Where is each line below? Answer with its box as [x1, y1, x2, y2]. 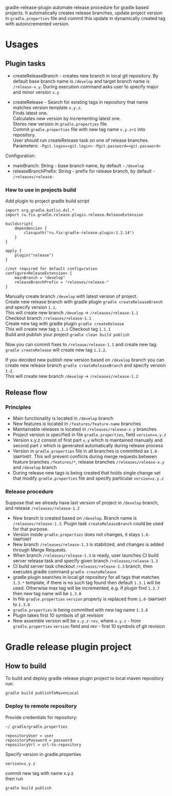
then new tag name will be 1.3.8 [12, 591, 82, 597]
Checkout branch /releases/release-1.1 [5, 315, 91, 321]
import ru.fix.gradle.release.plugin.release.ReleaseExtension [5, 213, 144, 218]
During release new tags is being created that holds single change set [12, 469, 161, 476]
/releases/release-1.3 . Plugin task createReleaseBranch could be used [12, 521, 164, 527]
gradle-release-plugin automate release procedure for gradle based [5, 5, 149, 10]
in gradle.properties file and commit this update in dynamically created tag [5, 15, 166, 21]
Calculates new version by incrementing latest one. [12, 116, 121, 121]
